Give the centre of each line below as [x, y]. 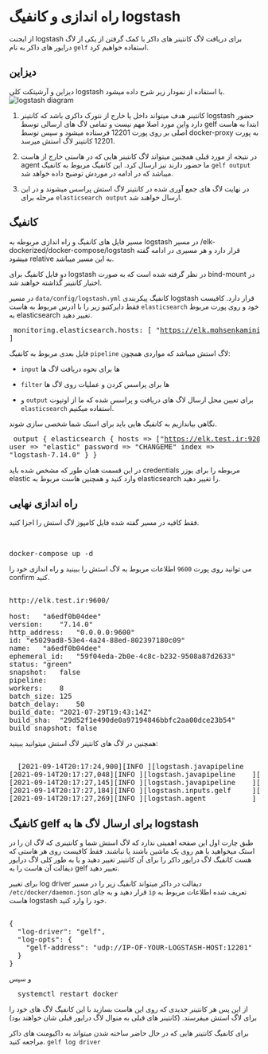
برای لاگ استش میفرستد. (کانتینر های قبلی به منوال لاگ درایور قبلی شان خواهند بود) [133, 1018]
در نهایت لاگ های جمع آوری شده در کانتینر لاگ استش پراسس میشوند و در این [135, 188]
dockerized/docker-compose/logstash [72, 250]
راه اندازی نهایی [43, 503]
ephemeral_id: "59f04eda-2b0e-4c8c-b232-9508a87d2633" [122, 657]
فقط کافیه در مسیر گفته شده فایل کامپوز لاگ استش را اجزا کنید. [104, 523]
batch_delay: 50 [47, 705]
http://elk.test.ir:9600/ [60, 601]
